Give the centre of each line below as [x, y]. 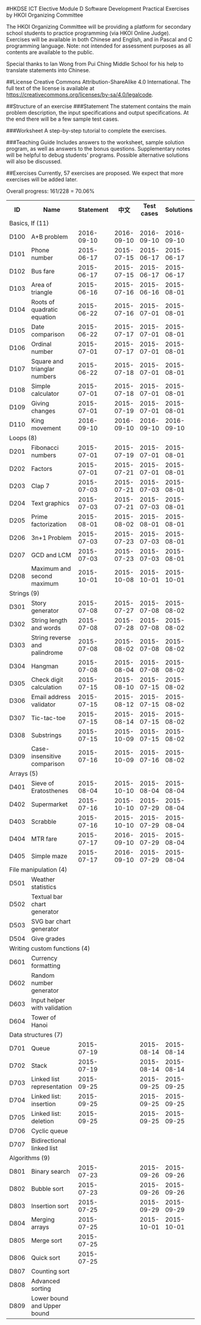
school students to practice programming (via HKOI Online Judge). [88, 33]
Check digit [47, 680]
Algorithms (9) [30, 1158]
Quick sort [46, 1258]
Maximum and [51, 569]
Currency [44, 958]
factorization [49, 524]
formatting [46, 966]
